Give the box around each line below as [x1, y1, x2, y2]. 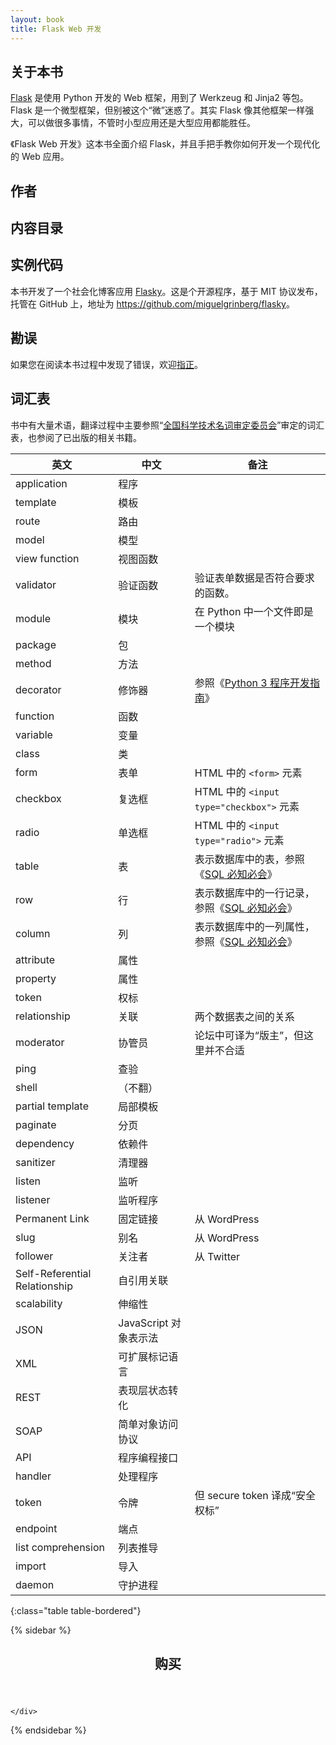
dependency [15, 1136, 75, 1150]
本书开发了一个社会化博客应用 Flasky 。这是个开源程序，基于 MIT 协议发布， [10, 285, 323, 297]
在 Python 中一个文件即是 [194, 604, 314, 618]
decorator [15, 682, 62, 696]
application [15, 476, 68, 490]
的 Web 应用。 [10, 151, 70, 163]
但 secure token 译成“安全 [194, 1488, 317, 1502]
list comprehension [15, 1540, 105, 1554]
